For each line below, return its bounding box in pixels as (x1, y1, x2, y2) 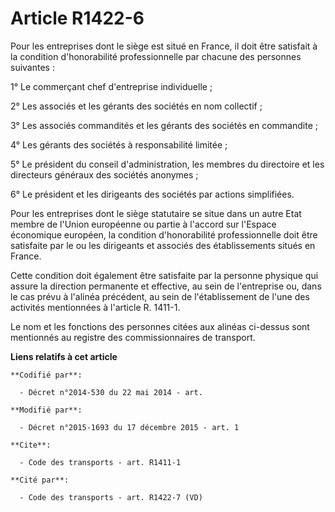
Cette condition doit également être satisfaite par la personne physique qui (10, 269, 319, 281)
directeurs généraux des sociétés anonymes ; (10, 168, 199, 181)
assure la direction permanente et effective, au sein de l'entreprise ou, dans (10, 280, 322, 292)
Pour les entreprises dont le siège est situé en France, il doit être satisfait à (10, 40, 318, 52)
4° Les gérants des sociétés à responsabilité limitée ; (10, 138, 228, 151)
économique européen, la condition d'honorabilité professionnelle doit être (10, 228, 318, 241)
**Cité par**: (10, 475, 70, 485)
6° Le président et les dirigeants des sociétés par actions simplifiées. (10, 188, 295, 200)
